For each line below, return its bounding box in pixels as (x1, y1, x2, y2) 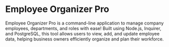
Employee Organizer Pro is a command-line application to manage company (5, 20, 164, 26)
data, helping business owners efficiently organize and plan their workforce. (5, 36, 164, 42)
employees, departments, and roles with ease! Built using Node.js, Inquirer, (5, 25, 162, 31)
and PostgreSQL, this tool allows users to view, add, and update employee (5, 30, 160, 36)
